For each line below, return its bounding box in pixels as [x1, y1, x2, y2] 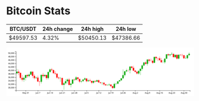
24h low [115, 26, 136, 33]
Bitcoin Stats [6, 4, 71, 18]
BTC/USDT [10, 26, 37, 33]
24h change [42, 26, 73, 33]
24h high [80, 26, 104, 33]
